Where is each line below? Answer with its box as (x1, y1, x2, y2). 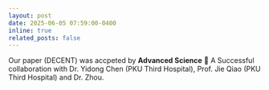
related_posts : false (8, 33, 81, 42)
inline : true (8, 26, 52, 34)
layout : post (8, 11, 52, 20)
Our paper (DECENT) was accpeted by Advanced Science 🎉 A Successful (8, 56, 255, 65)
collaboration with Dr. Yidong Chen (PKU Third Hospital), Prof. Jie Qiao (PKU (8, 65, 261, 74)
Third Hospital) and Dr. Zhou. (8, 72, 104, 82)
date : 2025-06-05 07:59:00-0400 (8, 19, 116, 27)
